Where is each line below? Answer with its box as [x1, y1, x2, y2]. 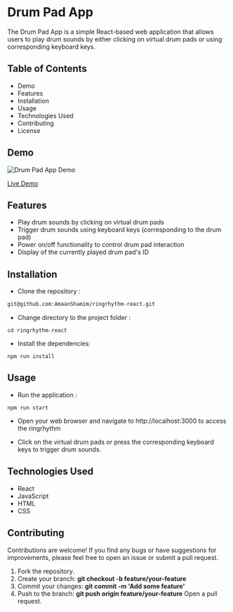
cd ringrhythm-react [7, 327, 68, 334]
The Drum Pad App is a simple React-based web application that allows [7, 27, 214, 36]
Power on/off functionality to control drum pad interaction [17, 241, 185, 249]
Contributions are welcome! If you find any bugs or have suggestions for [7, 546, 217, 554]
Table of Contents [7, 63, 88, 75]
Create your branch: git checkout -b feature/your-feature [17, 574, 187, 582]
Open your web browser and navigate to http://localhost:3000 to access [17, 416, 227, 425]
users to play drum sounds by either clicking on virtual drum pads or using [7, 34, 222, 43]
